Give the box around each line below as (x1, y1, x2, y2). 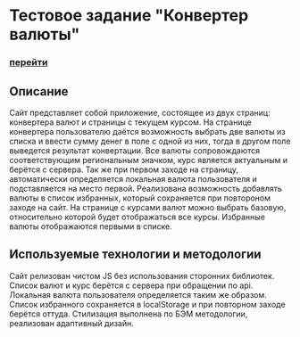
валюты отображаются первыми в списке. (9, 220, 172, 232)
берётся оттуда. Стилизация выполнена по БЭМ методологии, (9, 308, 248, 319)
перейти (9, 56, 48, 69)
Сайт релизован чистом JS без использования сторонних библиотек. (9, 270, 275, 281)
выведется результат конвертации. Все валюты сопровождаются (9, 144, 261, 156)
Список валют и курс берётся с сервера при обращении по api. (9, 280, 254, 291)
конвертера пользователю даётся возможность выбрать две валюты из (9, 126, 286, 136)
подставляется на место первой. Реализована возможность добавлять (9, 183, 283, 193)
